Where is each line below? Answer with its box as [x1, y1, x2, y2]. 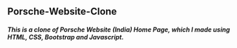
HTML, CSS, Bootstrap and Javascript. [7, 32, 125, 41]
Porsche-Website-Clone [7, 6, 117, 18]
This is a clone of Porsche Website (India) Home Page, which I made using [7, 25, 231, 34]
